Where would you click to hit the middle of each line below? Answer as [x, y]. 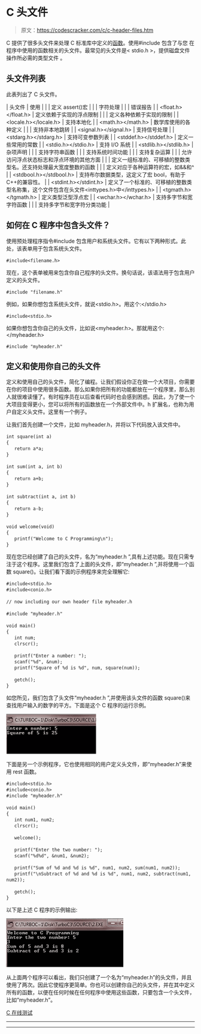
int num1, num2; [34, 820]
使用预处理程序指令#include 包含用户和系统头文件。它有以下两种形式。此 [96, 241]
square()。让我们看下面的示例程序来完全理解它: [71, 572]
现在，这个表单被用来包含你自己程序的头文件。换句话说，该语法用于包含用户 [100, 272]
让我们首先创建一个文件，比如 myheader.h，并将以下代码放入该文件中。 [95, 425]
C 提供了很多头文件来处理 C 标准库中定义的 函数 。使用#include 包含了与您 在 [100, 43]
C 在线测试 [19, 1013]
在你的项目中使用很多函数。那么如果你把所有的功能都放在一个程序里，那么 [98, 389]
